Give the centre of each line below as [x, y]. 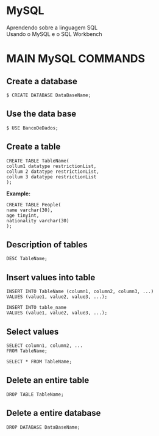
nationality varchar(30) [38, 220]
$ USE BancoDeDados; [33, 128]
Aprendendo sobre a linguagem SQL [52, 27]
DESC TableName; [27, 259]
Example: [19, 194]
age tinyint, [23, 215]
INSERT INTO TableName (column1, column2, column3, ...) [80, 292]
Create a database [42, 81]
